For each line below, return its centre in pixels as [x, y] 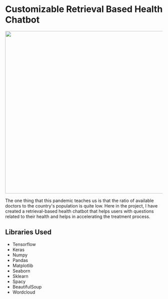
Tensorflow [24, 244]
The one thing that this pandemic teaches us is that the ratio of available [79, 200]
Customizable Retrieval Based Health [84, 9]
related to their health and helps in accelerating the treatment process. [78, 216]
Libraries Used [28, 232]
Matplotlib [23, 265]
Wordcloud [24, 292]
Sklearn [20, 276]
